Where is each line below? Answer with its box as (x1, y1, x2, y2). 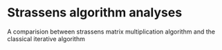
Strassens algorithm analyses (7, 5, 183, 21)
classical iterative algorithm (7, 34, 85, 42)
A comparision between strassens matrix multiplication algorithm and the (7, 27, 216, 36)
